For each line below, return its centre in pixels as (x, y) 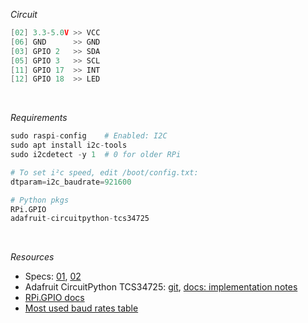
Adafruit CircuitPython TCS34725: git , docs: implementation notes (161, 287)
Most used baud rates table (81, 308)
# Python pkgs (40, 200)
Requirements (39, 118)
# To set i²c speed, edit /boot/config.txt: (104, 172)
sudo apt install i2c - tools (69, 145)
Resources (32, 257)
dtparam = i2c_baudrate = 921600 (71, 182)
